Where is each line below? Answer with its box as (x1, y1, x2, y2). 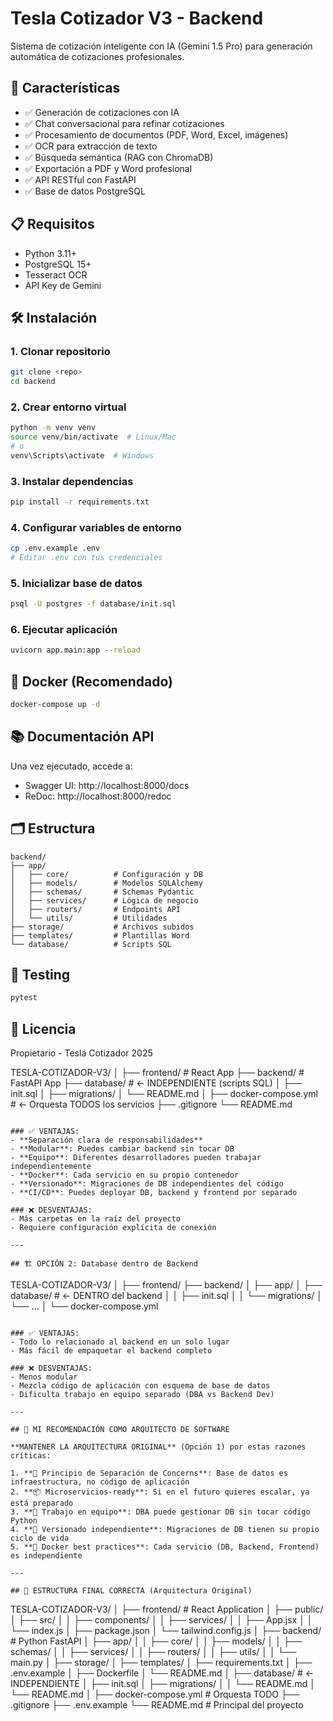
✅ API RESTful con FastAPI (24, 173, 137, 186)
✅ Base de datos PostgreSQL (24, 185, 146, 197)
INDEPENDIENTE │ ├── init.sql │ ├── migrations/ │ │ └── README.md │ (10, 1678, 316, 1690)
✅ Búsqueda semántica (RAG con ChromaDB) (24, 151, 214, 163)
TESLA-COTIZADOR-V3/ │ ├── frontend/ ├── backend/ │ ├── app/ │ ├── (10, 1279, 323, 1291)
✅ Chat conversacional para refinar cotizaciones (24, 117, 225, 129)
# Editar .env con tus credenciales (10, 553, 163, 563)
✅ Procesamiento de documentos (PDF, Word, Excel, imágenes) (24, 128, 289, 141)
